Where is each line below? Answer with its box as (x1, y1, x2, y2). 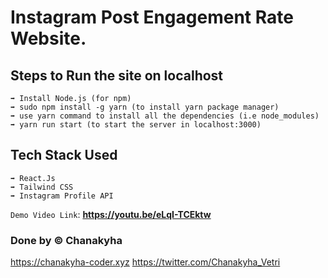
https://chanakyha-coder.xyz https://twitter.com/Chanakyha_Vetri (10, 256, 281, 268)
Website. (10, 27, 87, 50)
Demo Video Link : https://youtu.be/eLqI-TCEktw (10, 208, 212, 220)
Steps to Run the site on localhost (10, 67, 224, 84)
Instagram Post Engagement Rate (10, 6, 294, 29)
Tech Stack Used (10, 147, 118, 164)
